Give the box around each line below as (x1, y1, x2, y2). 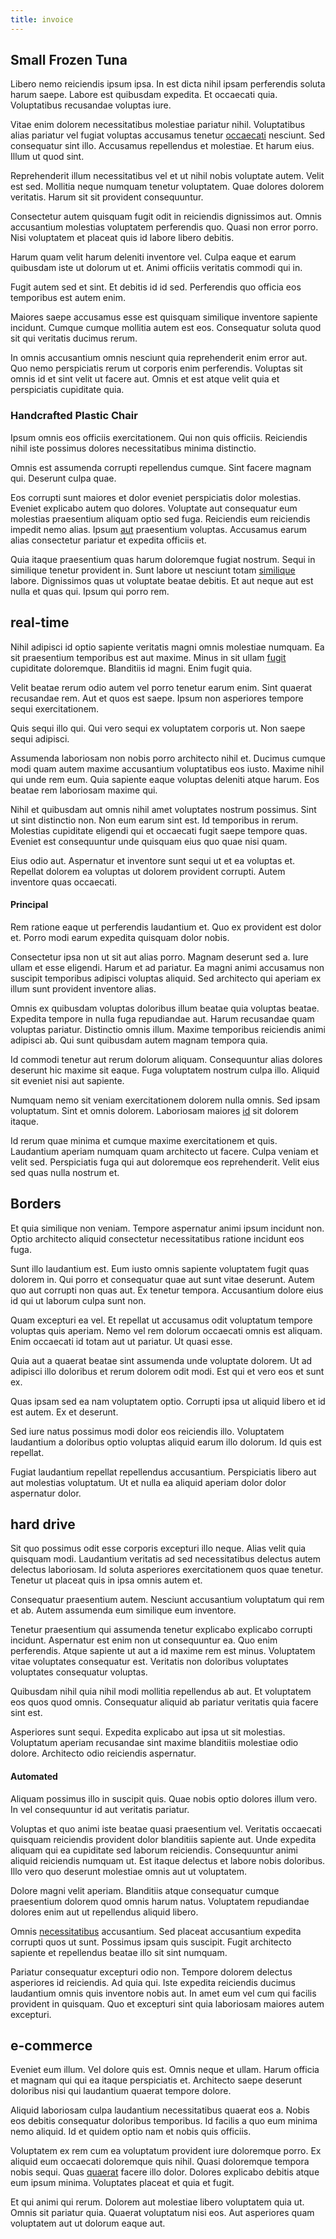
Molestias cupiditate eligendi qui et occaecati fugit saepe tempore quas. (10, 824, 308, 836)
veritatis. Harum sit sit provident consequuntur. (10, 191, 204, 203)
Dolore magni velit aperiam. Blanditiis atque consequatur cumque (10, 1884, 280, 1896)
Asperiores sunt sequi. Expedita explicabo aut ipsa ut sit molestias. (10, 1726, 286, 1738)
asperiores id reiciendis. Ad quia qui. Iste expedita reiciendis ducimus (10, 1976, 296, 1988)
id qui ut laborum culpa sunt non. (10, 1294, 147, 1306)
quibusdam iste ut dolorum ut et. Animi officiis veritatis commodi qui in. (10, 262, 303, 274)
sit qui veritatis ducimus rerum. (10, 332, 138, 345)
